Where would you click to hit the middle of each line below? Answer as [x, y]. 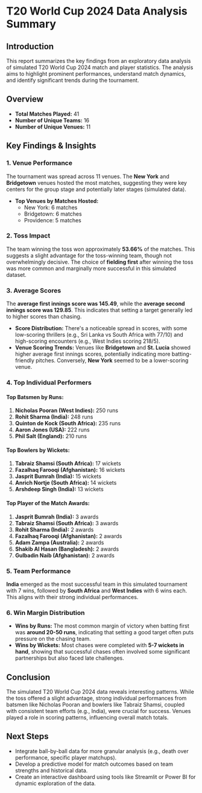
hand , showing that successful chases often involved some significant [102, 652]
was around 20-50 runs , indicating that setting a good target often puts [104, 632]
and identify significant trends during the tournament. [73, 80]
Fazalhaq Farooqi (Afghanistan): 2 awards [68, 536]
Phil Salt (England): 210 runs [51, 436]
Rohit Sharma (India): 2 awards [54, 529]
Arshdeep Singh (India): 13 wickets [59, 489]
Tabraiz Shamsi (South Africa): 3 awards [67, 523]
